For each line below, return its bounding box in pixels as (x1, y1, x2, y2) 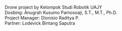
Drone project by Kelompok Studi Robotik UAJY (4, 4, 103, 10)
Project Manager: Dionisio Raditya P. (4, 15, 80, 20)
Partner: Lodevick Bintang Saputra (4, 20, 75, 26)
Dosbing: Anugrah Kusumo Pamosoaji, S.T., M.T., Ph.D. (4, 9, 118, 15)
